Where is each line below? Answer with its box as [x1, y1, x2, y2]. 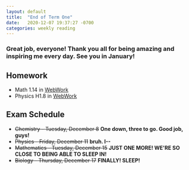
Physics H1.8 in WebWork [14, 92, 77, 100]
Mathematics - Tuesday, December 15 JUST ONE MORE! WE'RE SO [14, 144, 180, 151]
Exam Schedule [6, 110, 65, 120]
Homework [6, 70, 48, 81]
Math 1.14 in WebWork [14, 86, 69, 93]
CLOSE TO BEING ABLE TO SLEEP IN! [14, 150, 107, 158]
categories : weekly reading [6, 25, 76, 31]
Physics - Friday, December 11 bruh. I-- [14, 137, 111, 145]
